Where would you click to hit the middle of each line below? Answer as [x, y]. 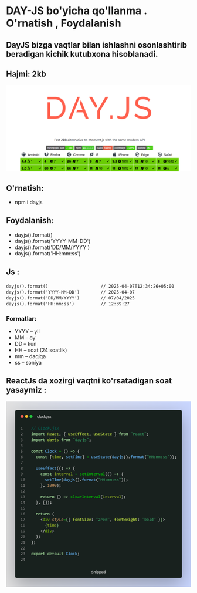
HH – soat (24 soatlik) [41, 350]
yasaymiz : [26, 390]
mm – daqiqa [30, 356]
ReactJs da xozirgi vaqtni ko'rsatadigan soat [89, 381]
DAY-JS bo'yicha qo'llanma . [77, 11]
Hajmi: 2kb [26, 74]
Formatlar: [21, 318]
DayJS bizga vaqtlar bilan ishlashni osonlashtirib [97, 45]
